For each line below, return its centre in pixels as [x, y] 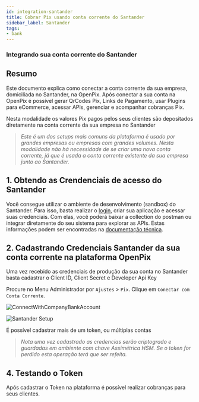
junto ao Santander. [45, 162]
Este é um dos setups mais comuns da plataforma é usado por [98, 136]
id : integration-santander [40, 12]
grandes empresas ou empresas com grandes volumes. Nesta [97, 143]
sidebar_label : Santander [38, 23]
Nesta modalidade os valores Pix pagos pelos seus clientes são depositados [100, 118]
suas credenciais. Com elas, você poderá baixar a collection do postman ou [99, 216]
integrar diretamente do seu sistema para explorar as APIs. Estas [86, 223]
